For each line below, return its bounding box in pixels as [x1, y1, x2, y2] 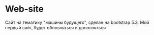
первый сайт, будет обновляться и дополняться [5, 24, 106, 30]
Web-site [5, 3, 44, 15]
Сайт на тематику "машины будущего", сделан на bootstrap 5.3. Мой [5, 19, 149, 25]
